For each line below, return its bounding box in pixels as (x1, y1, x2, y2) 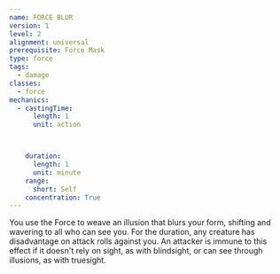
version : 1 (9, 21, 50, 30)
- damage (17, 71, 50, 80)
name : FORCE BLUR (9, 12, 74, 22)
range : (25, 176, 50, 185)
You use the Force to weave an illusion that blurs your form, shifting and (9, 217, 272, 228)
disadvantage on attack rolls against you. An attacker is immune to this (9, 236, 268, 247)
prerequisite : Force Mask (9, 46, 105, 55)
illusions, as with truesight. (9, 254, 106, 266)
